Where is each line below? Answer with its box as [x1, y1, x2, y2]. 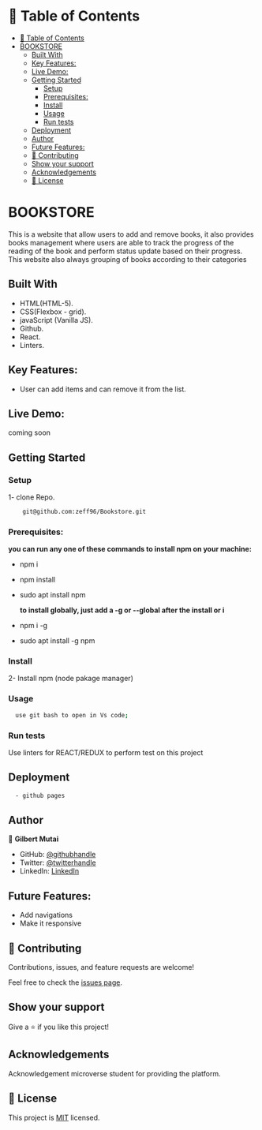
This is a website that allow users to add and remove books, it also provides [8, 229, 254, 239]
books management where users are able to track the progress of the [8, 238, 234, 247]
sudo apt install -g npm [19, 636, 95, 645]
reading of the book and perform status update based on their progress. [8, 246, 243, 256]
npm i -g [19, 621, 48, 630]
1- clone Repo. [8, 492, 55, 502]
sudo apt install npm [19, 590, 86, 600]
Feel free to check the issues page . [8, 978, 122, 987]
